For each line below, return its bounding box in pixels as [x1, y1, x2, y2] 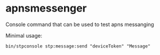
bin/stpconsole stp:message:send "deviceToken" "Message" [5, 43, 151, 49]
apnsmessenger [5, 2, 87, 15]
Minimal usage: [5, 32, 42, 39]
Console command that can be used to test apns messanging [5, 21, 154, 28]
